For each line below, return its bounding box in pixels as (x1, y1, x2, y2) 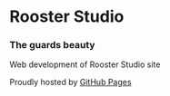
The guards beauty (9, 39, 95, 52)
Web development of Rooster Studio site (9, 59, 161, 70)
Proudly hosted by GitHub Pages (9, 77, 132, 88)
